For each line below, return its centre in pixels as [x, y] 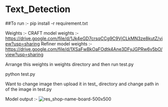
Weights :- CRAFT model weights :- [42, 33]
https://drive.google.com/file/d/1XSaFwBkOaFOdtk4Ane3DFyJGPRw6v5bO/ [84, 49]
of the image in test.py [29, 89]
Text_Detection [38, 9]
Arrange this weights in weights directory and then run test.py [69, 64]
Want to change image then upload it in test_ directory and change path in [82, 84]
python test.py [20, 74]
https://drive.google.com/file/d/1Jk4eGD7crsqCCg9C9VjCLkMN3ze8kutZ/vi [84, 38]
